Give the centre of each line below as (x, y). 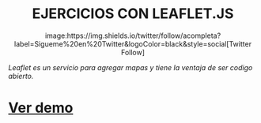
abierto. (21, 76)
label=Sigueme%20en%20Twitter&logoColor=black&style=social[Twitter (133, 43)
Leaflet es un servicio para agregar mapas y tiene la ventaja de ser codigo (130, 67)
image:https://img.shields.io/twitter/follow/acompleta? (133, 35)
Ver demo (41, 108)
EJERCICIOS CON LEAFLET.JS (133, 14)
